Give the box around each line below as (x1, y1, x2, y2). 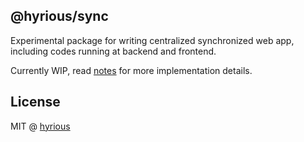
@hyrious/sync (10, 8, 109, 25)
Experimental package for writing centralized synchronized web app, (10, 34, 295, 46)
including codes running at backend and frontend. (10, 45, 217, 57)
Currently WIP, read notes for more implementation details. (10, 64, 253, 76)
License (10, 94, 61, 111)
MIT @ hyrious (10, 120, 71, 132)
